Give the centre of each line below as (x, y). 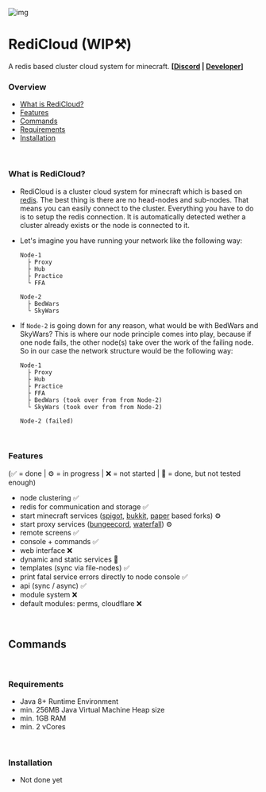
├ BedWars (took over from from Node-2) (95, 400)
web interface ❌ (46, 550)
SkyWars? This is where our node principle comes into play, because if (135, 334)
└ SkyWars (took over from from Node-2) (95, 407)
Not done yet (41, 780)
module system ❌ (48, 594)
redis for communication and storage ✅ (84, 506)
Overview (27, 87)
